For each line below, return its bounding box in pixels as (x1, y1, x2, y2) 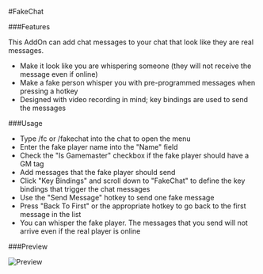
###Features (8, 22, 50, 31)
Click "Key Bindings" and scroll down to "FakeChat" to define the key (19, 176, 246, 185)
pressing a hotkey (19, 86, 78, 96)
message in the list (19, 210, 82, 219)
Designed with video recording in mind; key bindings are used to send (19, 95, 248, 104)
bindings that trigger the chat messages (19, 185, 151, 193)
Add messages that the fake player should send (19, 168, 176, 177)
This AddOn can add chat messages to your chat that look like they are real (8, 37, 254, 47)
